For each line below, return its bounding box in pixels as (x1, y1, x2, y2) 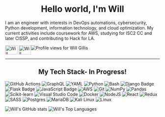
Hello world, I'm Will (41, 3, 124, 15)
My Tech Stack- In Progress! (38, 68, 127, 76)
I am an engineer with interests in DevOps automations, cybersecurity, (5, 20, 147, 26)
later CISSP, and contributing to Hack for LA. (5, 35, 95, 41)
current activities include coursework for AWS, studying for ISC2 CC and (5, 30, 152, 36)
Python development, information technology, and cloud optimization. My (5, 25, 154, 30)
